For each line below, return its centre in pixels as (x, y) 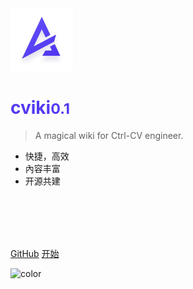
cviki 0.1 (40, 108)
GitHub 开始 (35, 253)
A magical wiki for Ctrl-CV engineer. (109, 135)
